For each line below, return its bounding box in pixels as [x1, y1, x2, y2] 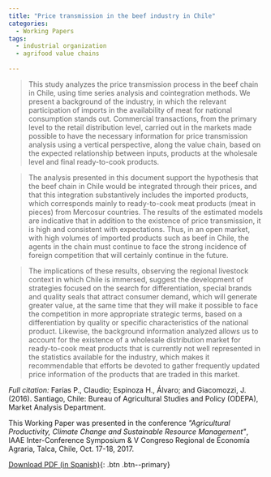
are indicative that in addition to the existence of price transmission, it [28, 216, 261, 226]
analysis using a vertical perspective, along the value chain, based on [28, 140, 261, 149]
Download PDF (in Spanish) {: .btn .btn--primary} [8, 459, 170, 469]
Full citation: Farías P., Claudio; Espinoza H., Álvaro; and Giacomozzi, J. [8, 385, 247, 394]
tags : [8, 34, 27, 43]
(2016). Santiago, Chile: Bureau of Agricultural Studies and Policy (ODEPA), [8, 393, 259, 403]
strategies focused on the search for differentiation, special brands [28, 283, 252, 293]
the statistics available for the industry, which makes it [28, 352, 210, 362]
